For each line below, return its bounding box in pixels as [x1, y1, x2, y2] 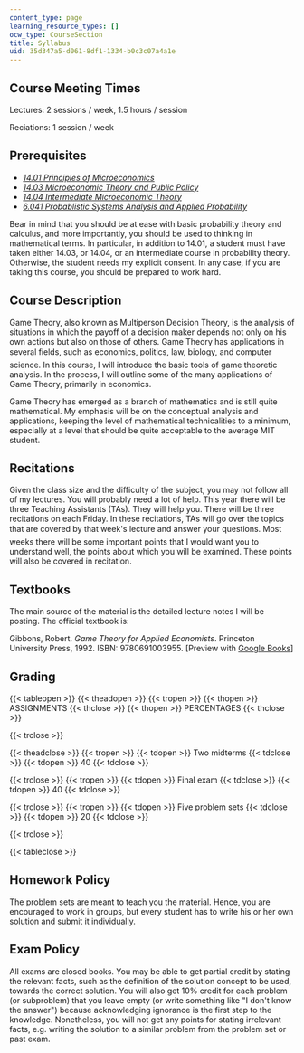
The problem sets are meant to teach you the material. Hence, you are [9, 896, 271, 907]
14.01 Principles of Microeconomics [22, 172, 156, 183]
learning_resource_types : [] [9, 22, 119, 31]
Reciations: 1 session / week [9, 121, 115, 132]
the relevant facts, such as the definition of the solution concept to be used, [9, 975, 292, 986]
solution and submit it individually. [9, 915, 136, 926]
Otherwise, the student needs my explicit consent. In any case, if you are [9, 257, 281, 268]
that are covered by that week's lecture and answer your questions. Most [9, 524, 282, 535]
